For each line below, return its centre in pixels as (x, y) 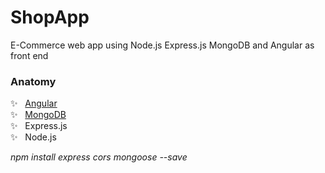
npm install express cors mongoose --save (99, 157)
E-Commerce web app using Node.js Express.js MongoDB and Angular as (162, 45)
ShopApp (50, 17)
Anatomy (33, 81)
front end (29, 55)
